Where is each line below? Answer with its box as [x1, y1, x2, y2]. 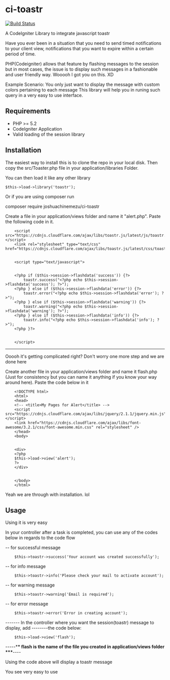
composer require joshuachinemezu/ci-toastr [5, 203, 100, 209]
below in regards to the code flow [5, 535, 75, 541]
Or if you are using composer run [5, 193, 74, 199]
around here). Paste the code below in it [5, 379, 89, 385]
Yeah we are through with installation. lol [5, 491, 90, 498]
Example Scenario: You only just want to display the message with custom [5, 81, 160, 87]
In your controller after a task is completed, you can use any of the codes [5, 530, 158, 536]
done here [5, 358, 27, 364]
